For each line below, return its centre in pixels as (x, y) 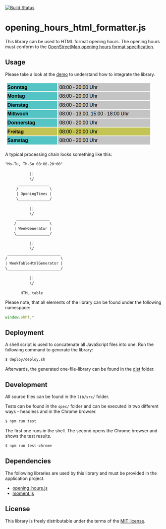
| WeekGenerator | (33, 228)
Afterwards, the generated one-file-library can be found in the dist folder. (80, 369)
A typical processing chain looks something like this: (59, 154)
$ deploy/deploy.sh (25, 360)
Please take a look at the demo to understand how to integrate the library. (80, 74)
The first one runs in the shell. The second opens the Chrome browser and (81, 431)
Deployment (25, 333)
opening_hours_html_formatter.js (76, 28)
